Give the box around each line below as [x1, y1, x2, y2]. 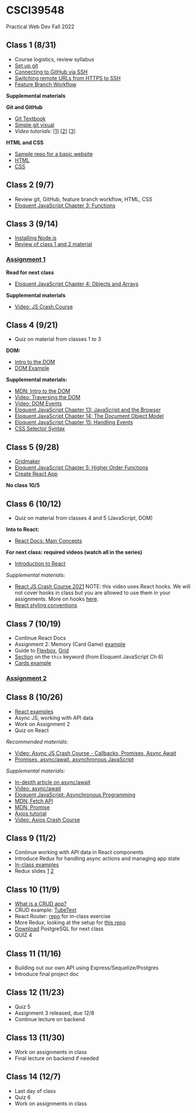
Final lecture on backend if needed [14, 1055, 99, 1062]
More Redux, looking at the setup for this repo [14, 919, 126, 926]
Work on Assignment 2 [14, 720, 70, 727]
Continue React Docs [14, 634, 66, 641]
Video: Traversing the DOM [14, 394, 81, 401]
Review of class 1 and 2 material [14, 241, 93, 248]
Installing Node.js [14, 234, 57, 241]
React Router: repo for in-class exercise [14, 913, 111, 920]
